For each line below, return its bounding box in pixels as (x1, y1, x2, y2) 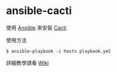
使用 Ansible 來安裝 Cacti (6, 24, 67, 31)
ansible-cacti (6, 4, 72, 18)
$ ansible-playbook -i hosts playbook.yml (6, 48, 111, 54)
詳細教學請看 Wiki (6, 59, 49, 66)
